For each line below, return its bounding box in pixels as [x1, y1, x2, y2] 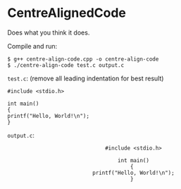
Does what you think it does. [7, 28, 90, 37]
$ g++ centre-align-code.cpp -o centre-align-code [7, 55, 159, 63]
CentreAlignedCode [7, 5, 127, 21]
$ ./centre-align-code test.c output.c [7, 61, 125, 68]
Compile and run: [7, 42, 58, 50]
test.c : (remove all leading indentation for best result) [7, 74, 164, 83]
